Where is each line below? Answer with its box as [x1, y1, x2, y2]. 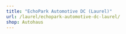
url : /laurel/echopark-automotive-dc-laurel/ [6, 14, 120, 20]
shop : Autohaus [6, 19, 44, 25]
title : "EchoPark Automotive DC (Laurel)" [6, 8, 112, 14]
